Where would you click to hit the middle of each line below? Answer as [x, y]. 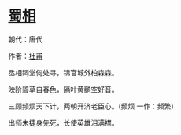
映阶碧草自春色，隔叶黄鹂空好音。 [63, 89]
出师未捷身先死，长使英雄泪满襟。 [63, 122]
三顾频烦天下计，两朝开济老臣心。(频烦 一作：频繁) [91, 106]
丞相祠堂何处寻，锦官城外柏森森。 [63, 72]
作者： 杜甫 [26, 56]
